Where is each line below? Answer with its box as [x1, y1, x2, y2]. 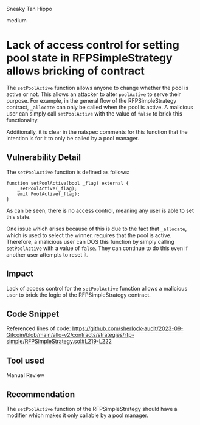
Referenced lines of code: [6, 325, 71, 332]
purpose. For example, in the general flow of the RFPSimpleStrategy [6, 97, 177, 104]
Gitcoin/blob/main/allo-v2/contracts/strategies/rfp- [6, 331, 135, 339]
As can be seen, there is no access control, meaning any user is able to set [6, 207, 195, 214]
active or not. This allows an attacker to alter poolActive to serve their [6, 91, 181, 98]
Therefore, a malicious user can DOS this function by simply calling [6, 238, 174, 245]
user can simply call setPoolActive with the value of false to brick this [6, 109, 182, 117]
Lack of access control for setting [6, 38, 179, 52]
